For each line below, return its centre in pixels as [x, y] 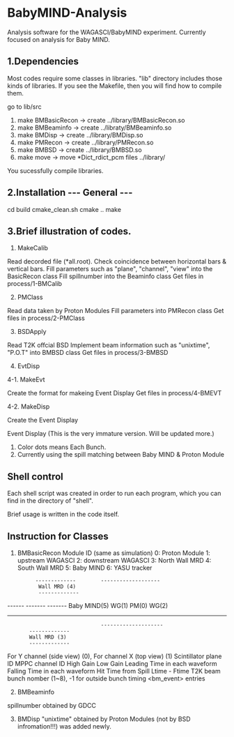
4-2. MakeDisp [29, 407]
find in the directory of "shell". [50, 501]
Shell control [36, 477]
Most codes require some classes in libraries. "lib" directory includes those [115, 78]
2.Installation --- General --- [70, 193]
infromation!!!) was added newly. [64, 726]
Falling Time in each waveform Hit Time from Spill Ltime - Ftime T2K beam [114, 671]
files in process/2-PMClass [46, 318]
